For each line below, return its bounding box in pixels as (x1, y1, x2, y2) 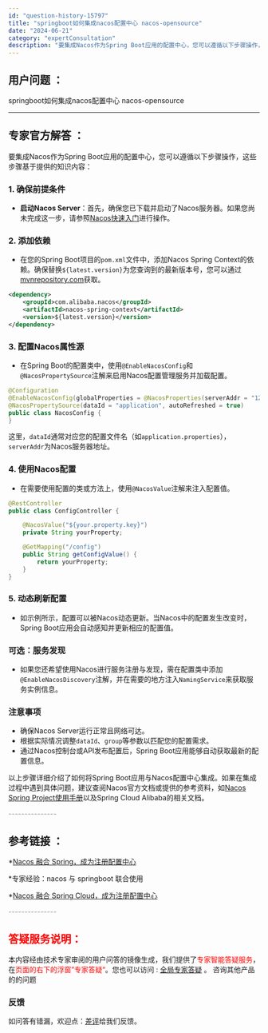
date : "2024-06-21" (8, 26, 73, 34)
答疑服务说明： (8, 932, 82, 946)
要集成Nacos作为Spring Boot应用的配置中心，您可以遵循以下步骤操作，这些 (8, 151, 257, 161)
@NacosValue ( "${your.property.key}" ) (22, 521, 148, 529)
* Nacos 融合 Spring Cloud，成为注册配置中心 (8, 891, 158, 900)
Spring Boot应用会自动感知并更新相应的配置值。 (19, 623, 178, 632)
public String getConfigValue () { (22, 551, 137, 559)
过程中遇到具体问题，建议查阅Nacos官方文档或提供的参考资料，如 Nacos (8, 783, 246, 792)
